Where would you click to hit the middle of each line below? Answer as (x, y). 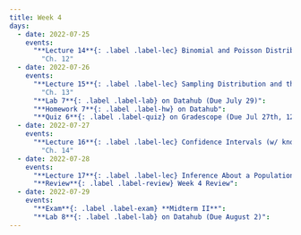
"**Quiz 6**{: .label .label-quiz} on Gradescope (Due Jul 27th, (157, 117)
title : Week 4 (36, 17)
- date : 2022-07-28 (54, 159)
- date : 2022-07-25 (54, 34)
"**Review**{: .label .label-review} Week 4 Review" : (136, 184)
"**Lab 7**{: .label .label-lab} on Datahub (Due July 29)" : (150, 101)
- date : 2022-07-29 (54, 192)
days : (19, 26)
